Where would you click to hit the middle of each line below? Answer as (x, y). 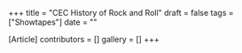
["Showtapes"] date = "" (53, 22)
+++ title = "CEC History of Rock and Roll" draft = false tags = (121, 13)
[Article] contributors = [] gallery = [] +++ (84, 39)
